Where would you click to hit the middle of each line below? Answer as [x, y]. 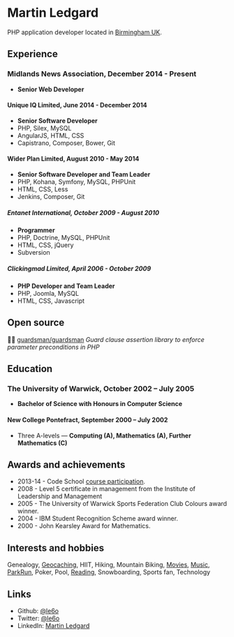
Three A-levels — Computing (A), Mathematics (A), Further [104, 435]
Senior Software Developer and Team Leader [84, 174]
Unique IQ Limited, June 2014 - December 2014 [78, 105]
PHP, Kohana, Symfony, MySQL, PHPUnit [76, 182]
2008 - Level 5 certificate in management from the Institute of [106, 489]
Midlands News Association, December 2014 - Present [102, 74]
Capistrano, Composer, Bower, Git [66, 143]
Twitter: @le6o [38, 618]
